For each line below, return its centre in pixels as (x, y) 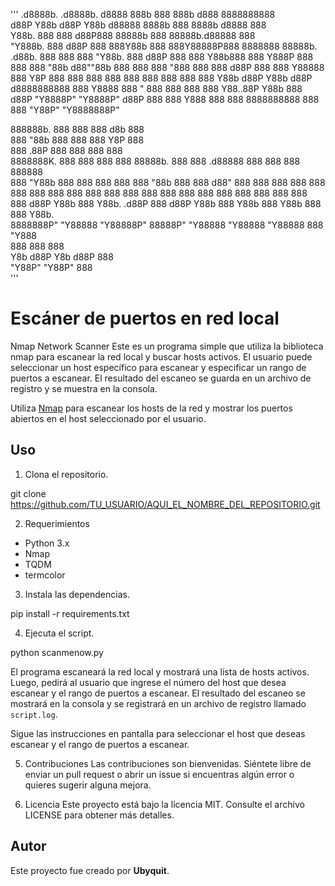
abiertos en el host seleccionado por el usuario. (108, 418)
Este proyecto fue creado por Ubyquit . (90, 870)
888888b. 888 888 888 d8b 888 (77, 129)
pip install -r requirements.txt (70, 613)
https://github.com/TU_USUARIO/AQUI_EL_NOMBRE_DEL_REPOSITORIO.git (165, 504)
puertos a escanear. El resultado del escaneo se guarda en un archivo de (161, 378)
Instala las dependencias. (77, 594)
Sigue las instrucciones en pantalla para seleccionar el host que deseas (158, 733)
